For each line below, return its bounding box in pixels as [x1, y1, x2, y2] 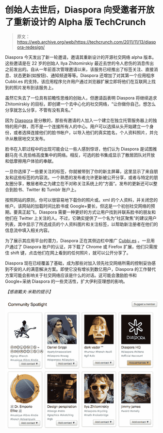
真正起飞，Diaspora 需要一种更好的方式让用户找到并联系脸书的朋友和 [17, 209, 156, 215]
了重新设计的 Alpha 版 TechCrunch [5, 17, 146, 28]
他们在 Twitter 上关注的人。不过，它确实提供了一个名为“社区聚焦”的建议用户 [5, 215, 157, 221]
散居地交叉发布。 [13, 136, 48, 141]
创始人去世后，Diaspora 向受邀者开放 [5, 4, 155, 16]
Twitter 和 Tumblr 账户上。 [26, 187, 79, 192]
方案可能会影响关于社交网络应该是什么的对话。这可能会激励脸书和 [5, 272, 137, 278]
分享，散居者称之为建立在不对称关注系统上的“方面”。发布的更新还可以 [13, 180, 154, 186]
